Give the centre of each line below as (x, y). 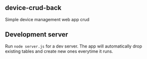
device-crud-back (33, 8)
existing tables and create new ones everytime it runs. (59, 51)
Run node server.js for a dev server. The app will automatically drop (73, 46)
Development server (37, 35)
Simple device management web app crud (47, 19)
